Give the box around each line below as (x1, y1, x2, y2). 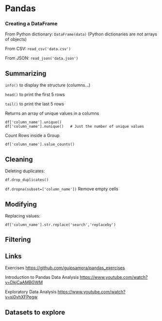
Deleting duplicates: (5, 168, 45, 174)
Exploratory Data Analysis (5, 289, 57, 295)
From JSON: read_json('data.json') (5, 55, 79, 61)
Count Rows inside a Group (5, 133, 60, 138)
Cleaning (5, 155, 33, 163)
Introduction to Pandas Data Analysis (5, 274, 79, 280)
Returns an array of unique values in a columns (5, 110, 99, 117)
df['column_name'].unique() (5, 120, 62, 125)
